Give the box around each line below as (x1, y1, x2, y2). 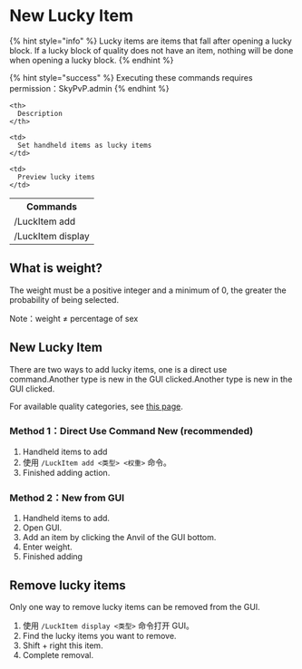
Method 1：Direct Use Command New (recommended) (9, 425, 254, 438)
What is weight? (9, 260, 102, 276)
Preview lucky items (17, 172, 95, 181)
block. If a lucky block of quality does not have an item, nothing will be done (9, 44, 294, 55)
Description (17, 109, 63, 118)
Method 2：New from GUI (9, 491, 125, 504)
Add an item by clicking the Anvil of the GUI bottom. (22, 532, 217, 543)
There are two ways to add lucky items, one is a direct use (9, 364, 228, 374)
